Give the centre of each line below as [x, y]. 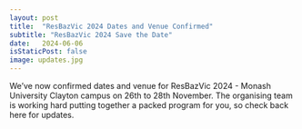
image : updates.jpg [46, 60]
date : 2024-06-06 [46, 43]
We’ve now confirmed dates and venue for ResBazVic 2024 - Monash [140, 86]
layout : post [34, 18]
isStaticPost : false [49, 52]
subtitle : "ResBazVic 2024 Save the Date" [91, 35]
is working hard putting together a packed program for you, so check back [149, 105]
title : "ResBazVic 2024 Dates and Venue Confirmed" [111, 26]
